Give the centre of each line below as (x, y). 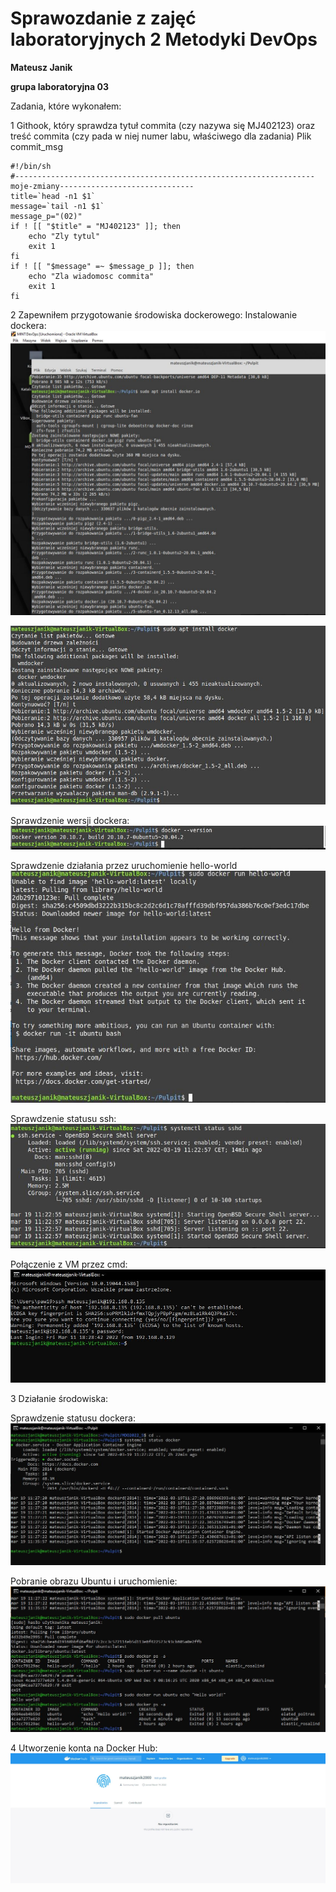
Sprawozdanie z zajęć (103, 18)
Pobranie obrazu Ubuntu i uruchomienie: (94, 1581)
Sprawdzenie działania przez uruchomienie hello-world (124, 865)
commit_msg (36, 146)
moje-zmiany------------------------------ (102, 186)
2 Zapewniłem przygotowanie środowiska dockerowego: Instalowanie (154, 314)
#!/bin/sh (31, 166)
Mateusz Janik (41, 67)
